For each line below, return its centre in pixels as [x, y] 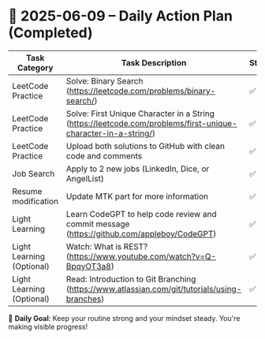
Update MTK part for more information [137, 196]
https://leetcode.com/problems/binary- [142, 91]
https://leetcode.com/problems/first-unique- [153, 123]
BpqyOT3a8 [89, 266]
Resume [27, 191]
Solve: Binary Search [105, 80]
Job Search [34, 173]
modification [35, 201]
